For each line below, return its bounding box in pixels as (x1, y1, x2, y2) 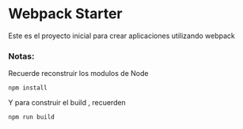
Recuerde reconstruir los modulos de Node (8, 69, 149, 78)
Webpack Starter (8, 5, 123, 23)
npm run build (8, 113, 55, 121)
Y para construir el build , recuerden (8, 98, 127, 108)
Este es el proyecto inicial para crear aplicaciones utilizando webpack (8, 31, 236, 40)
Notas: (8, 51, 35, 62)
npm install (8, 84, 47, 92)
